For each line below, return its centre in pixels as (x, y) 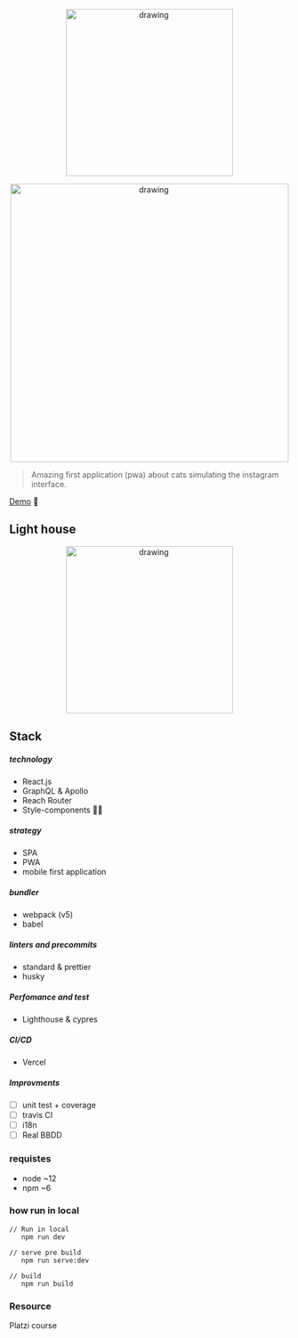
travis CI (37, 1115)
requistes (30, 1159)
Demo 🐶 (24, 502)
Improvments (35, 1082)
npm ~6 (36, 1187)
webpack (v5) (48, 915)
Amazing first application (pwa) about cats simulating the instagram (155, 475)
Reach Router (47, 801)
